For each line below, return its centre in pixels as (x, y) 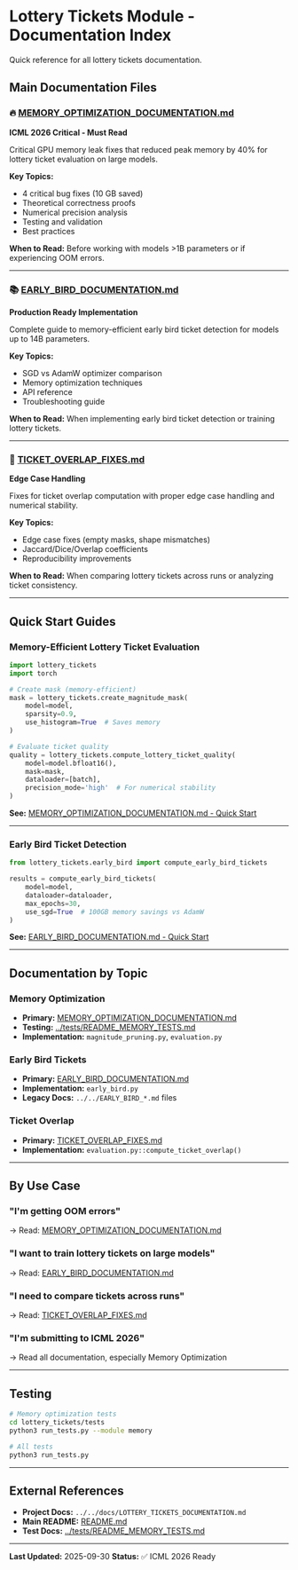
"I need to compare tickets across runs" (97, 1296)
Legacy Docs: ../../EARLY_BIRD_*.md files (99, 1098)
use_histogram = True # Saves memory (93, 722)
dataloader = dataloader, (69, 895)
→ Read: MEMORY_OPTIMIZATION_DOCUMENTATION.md (115, 1230)
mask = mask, (45, 771)
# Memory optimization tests (63, 1414)
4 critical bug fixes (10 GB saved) (82, 193)
